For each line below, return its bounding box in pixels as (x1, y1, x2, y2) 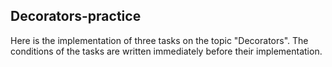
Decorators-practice (10, 8, 142, 25)
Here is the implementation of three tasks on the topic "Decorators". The (10, 34, 309, 46)
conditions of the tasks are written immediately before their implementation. (10, 45, 323, 57)
